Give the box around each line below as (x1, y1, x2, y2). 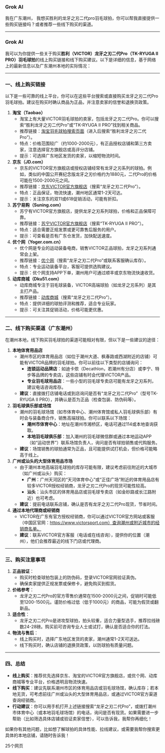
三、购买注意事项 (5, 557, 46, 563)
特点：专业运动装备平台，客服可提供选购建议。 (19, 263, 114, 269)
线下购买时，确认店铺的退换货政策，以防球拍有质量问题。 (19, 642, 136, 648)
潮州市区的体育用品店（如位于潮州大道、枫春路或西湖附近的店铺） (19, 354, 153, 360)
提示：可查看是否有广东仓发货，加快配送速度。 (19, 232, 114, 238)
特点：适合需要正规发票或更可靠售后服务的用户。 (19, 227, 119, 232)
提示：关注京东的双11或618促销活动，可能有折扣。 (19, 196, 121, 201)
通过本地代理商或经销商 (12, 507, 60, 513)
